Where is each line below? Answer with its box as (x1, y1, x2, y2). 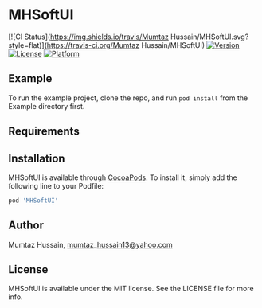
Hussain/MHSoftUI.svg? (170, 32, 249, 41)
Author (8, 219, 44, 232)
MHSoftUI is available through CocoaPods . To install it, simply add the (8, 173, 237, 182)
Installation (8, 151, 65, 165)
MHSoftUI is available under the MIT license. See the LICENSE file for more (8, 284, 254, 294)
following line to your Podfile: (8, 181, 104, 190)
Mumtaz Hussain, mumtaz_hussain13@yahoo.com (8, 240, 173, 249)
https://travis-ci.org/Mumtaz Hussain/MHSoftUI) (46, 40, 205, 49)
